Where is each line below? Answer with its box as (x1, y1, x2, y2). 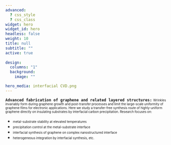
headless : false (5, 31, 40, 36)
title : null (5, 41, 31, 46)
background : (10, 70, 36, 75)
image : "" (14, 74, 36, 79)
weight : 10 (5, 36, 29, 42)
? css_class (10, 17, 36, 22)
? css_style (10, 12, 36, 17)
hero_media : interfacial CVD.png (5, 84, 77, 89)
